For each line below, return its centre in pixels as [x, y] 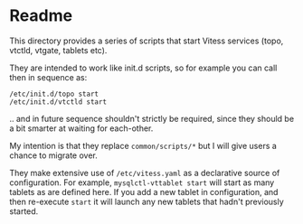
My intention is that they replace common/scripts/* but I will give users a [143, 145]
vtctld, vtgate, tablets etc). [58, 50]
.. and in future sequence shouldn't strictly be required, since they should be [152, 118]
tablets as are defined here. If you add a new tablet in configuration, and [144, 191]
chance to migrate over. [53, 155]
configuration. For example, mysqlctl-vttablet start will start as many [142, 182]
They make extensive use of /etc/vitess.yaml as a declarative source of [145, 173]
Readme [41, 16]
